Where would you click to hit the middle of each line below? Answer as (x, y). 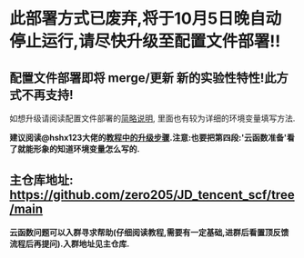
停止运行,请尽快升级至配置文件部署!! (145, 41)
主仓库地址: (42, 180)
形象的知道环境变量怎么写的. (86, 149)
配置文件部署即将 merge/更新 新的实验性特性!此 (143, 78)
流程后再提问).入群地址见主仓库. (70, 243)
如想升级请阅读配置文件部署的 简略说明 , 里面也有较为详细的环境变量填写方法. (152, 118)
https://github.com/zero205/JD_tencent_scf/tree (152, 195)
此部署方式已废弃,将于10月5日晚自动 (146, 19)
